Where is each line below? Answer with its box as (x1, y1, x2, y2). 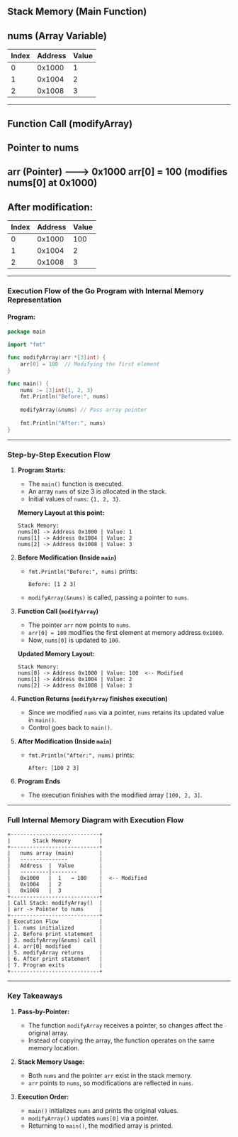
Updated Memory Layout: (17, 649, 95, 658)
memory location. (28, 1043, 80, 1052)
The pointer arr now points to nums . (28, 621, 131, 629)
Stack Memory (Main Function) (7, 6, 147, 18)
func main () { (7, 380, 50, 387)
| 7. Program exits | (7, 962, 103, 969)
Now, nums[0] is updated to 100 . (28, 636, 120, 644)
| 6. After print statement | (7, 955, 103, 963)
